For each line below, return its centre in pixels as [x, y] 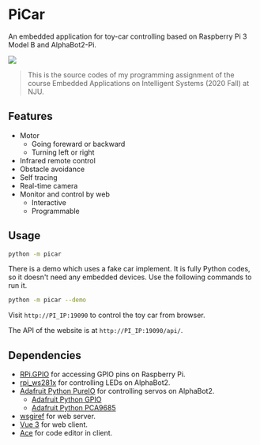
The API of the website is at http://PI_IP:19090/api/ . [96, 331]
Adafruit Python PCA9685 [73, 408]
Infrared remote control [58, 160]
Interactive [49, 202]
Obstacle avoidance [52, 169]
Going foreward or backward [78, 144]
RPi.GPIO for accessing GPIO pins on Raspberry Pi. [102, 374]
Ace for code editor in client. [66, 433]
